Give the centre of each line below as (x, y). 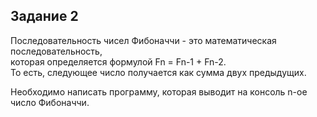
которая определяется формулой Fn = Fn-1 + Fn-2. (118, 61)
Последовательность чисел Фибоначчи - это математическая (143, 40)
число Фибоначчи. (50, 102)
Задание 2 (44, 16)
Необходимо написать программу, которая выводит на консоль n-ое (159, 91)
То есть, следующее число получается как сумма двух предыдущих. (158, 72)
